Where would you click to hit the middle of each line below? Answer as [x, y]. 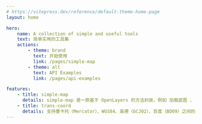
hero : [13, 28]
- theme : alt [44, 67]
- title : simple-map [43, 95]
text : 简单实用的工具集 [43, 40]
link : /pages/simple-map [64, 61]
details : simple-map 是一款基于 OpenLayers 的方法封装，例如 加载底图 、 [108, 100]
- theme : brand [47, 51]
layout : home [23, 17]
